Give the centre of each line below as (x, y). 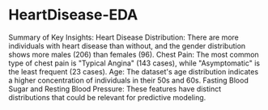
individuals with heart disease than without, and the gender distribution (127, 45)
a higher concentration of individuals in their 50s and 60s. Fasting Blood (128, 80)
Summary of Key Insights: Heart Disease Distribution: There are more (123, 37)
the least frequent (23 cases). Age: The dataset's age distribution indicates (134, 71)
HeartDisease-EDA (73, 15)
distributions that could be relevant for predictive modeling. (107, 97)
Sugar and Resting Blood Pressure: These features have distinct (115, 89)
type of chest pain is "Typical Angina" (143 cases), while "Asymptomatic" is (134, 63)
